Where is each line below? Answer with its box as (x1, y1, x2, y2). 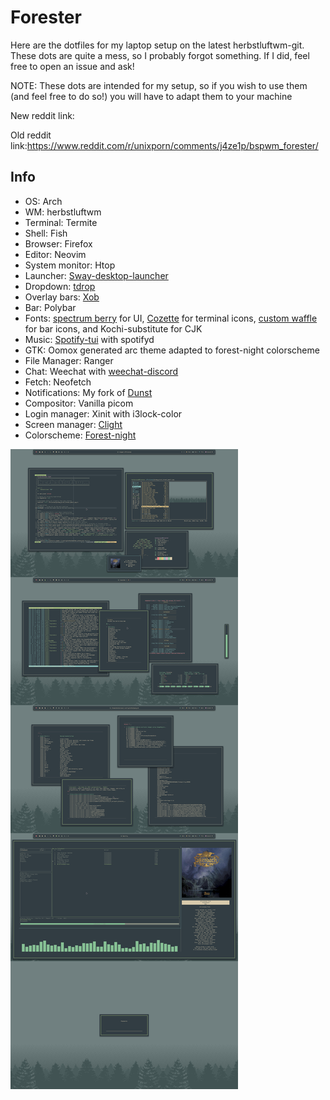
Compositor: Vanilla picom (24, 397, 134, 409)
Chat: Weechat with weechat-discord (24, 365, 179, 377)
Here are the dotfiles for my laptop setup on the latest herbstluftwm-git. (10, 39, 305, 51)
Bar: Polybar (24, 301, 77, 313)
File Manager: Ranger (24, 354, 114, 366)
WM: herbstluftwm (24, 206, 102, 218)
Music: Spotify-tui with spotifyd (24, 333, 155, 345)
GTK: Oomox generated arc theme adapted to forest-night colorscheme (24, 344, 320, 356)
